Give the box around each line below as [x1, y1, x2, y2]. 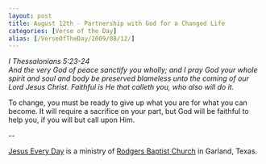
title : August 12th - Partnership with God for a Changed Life [8, 19, 226, 27]
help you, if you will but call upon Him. [8, 115, 135, 125]
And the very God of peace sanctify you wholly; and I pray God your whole [8, 65, 258, 75]
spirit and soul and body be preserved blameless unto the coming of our [8, 74, 250, 83]
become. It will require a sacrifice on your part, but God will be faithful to [8, 107, 250, 116]
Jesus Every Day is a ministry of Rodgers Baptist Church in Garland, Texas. [8, 146, 258, 156]
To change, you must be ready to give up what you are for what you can [8, 98, 247, 107]
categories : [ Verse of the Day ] [8, 27, 117, 35]
